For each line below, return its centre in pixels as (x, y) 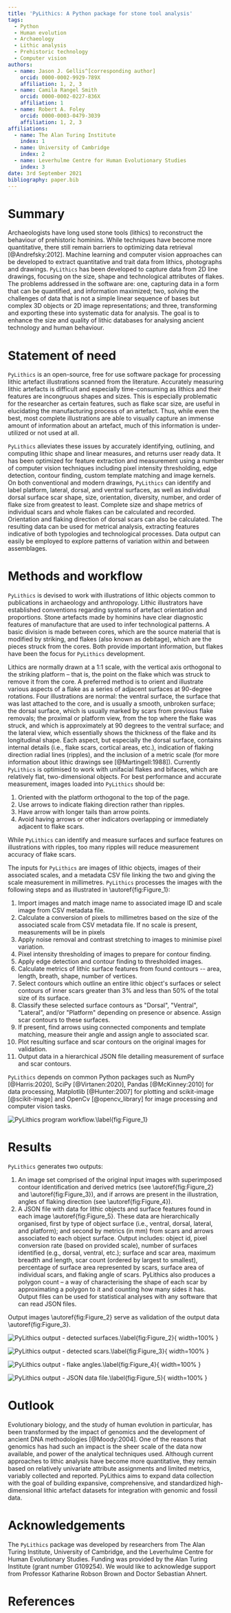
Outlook (31, 1406)
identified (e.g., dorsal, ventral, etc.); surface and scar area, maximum (117, 1253)
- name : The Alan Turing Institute (65, 135)
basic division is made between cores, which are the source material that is (114, 632)
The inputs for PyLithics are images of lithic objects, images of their (104, 868)
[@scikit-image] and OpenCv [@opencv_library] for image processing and (113, 1099)
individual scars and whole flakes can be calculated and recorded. (101, 512)
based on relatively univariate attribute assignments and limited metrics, (110, 1469)
